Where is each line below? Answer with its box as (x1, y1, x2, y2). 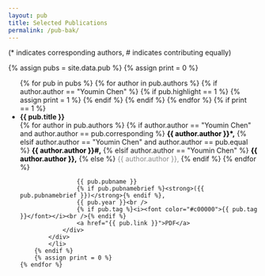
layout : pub (8, 11, 47, 20)
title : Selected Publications (8, 19, 108, 27)
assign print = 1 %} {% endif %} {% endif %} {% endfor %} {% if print (19, 96, 247, 105)
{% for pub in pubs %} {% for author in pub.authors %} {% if (19, 78, 218, 88)
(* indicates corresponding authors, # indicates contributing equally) (8, 48, 232, 58)
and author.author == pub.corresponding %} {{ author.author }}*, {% (19, 129, 247, 138)
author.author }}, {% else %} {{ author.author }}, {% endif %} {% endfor (19, 154, 257, 164)
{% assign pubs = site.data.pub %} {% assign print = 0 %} (8, 63, 199, 73)
